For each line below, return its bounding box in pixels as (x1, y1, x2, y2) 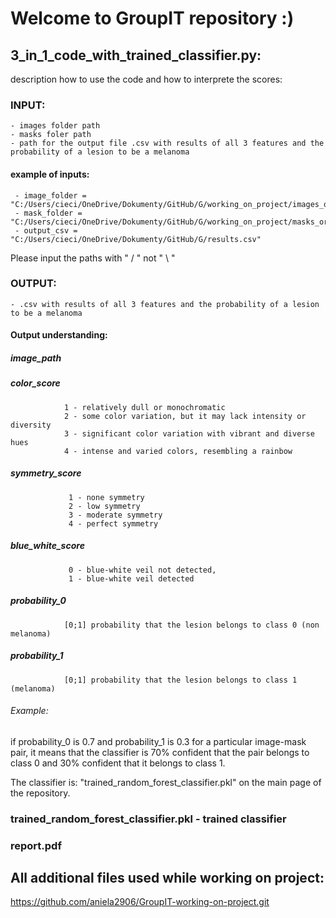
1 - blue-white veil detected (68, 573, 195, 584)
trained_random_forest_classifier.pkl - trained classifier (10, 812, 287, 826)
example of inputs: (10, 168, 90, 180)
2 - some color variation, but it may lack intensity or (63, 411, 307, 421)
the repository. (10, 787, 71, 799)
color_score (10, 377, 61, 389)
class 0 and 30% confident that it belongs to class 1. (10, 757, 226, 769)
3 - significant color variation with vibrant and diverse (63, 428, 315, 439)
